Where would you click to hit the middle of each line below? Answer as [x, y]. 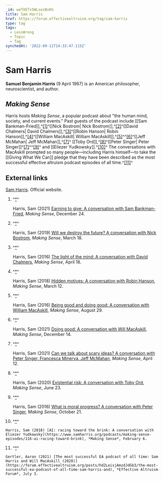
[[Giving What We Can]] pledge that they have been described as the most [80, 157]
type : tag [16, 23]
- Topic [18, 37]
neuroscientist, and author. [32, 89]
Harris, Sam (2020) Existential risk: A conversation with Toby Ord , [78, 383]
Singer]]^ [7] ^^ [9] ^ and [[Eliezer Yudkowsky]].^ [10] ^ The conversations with [81, 147]
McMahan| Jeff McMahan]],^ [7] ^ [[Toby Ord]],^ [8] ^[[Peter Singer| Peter [77, 142]
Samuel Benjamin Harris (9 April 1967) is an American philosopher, [73, 84]
